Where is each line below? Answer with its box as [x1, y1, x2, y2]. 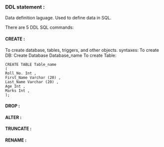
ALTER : [5, 114, 22, 120]
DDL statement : [5, 3, 45, 10]
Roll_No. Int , [5, 71, 37, 76]
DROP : [5, 103, 20, 109]
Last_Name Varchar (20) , [5, 79, 59, 84]
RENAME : [5, 137, 27, 143]
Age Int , [5, 84, 26, 89]
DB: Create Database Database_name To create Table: [5, 52, 117, 58]
